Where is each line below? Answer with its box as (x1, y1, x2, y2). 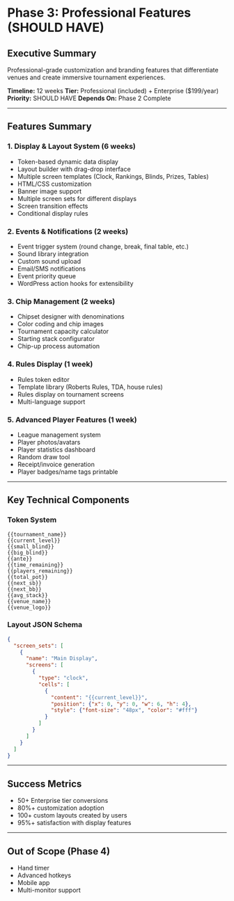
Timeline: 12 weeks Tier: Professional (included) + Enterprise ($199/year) (7, 87, 219, 95)
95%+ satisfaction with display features (17, 819, 132, 827)
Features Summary (7, 120, 92, 133)
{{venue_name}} (7, 598, 52, 605)
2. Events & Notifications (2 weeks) (7, 226, 129, 236)
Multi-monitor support (17, 886, 81, 895)
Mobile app (17, 879, 50, 887)
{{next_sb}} (7, 580, 42, 587)
